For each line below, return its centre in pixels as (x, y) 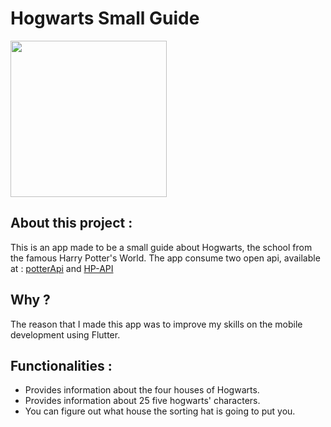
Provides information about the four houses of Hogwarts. (142, 390)
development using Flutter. (65, 334)
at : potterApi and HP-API (62, 268)
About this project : (71, 223)
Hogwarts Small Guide (105, 18)
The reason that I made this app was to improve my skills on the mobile (156, 324)
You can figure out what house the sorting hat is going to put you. (160, 411)
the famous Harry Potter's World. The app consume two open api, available (165, 258)
